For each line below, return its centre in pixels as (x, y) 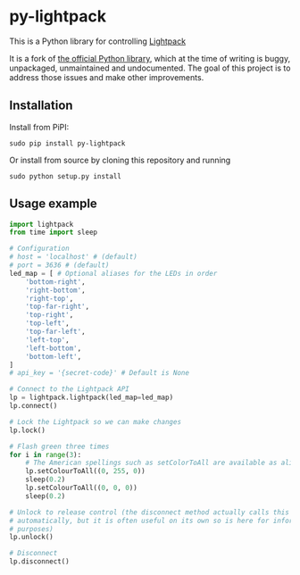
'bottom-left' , (54, 356)
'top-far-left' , (56, 332)
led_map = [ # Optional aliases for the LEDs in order (113, 273)
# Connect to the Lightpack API (69, 389)
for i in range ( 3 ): (46, 454)
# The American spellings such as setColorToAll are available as (151, 463)
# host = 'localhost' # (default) (74, 257)
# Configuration (39, 249)
